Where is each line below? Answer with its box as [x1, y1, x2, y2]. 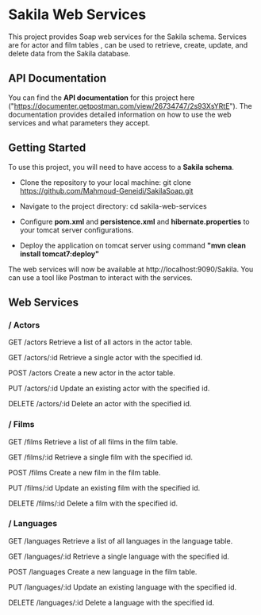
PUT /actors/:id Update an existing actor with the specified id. [8, 383, 210, 394]
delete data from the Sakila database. [8, 48, 131, 58]
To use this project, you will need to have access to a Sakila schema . [8, 162, 234, 171]
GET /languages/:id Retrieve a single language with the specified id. [8, 552, 230, 561]
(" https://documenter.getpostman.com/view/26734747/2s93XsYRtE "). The [8, 101, 252, 110]
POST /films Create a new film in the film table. [8, 467, 161, 477]
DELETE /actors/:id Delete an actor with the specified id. [8, 399, 192, 409]
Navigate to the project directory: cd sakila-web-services [19, 201, 208, 211]
